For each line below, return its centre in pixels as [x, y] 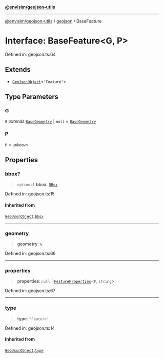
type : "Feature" [33, 318]
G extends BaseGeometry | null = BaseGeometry [51, 121]
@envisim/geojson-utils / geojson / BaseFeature [53, 21]
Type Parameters [32, 97]
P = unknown [17, 145]
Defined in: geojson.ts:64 [31, 54]
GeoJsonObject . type [24, 350]
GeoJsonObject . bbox [24, 216]
